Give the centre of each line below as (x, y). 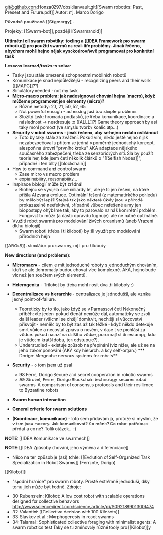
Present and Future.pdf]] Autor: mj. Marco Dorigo (54, 12)
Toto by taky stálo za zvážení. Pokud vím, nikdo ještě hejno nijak (84, 137)
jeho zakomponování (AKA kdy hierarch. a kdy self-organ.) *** (82, 350)
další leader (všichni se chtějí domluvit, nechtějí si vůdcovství (81, 319)
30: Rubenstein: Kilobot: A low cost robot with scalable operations (78, 496)
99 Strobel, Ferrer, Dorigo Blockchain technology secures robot (83, 379)
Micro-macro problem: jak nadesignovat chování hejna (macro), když (83, 96)
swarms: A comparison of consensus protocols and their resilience (86, 385)
